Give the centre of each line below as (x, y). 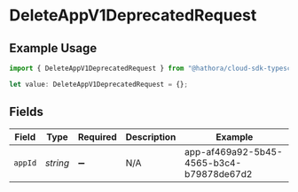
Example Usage (53, 48)
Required (97, 136)
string (57, 163)
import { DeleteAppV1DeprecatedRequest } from (97, 68)
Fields (27, 112)
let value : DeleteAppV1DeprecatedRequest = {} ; (99, 84)
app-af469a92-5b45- (234, 151)
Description (151, 136)
